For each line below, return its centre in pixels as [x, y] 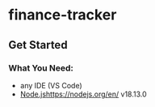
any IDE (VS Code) [51, 85]
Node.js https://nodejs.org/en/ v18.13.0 [83, 94]
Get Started [38, 45]
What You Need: [41, 68]
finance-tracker [63, 15]
